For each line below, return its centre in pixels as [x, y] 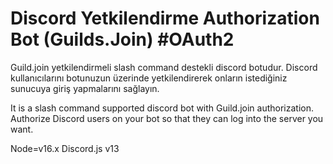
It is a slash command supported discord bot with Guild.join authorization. [162, 108]
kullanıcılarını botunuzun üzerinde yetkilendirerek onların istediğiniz [149, 78]
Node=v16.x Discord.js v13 [65, 148]
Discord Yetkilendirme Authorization [165, 18]
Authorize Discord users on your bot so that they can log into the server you [167, 118]
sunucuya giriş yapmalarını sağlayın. [85, 88]
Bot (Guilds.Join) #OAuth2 [122, 39]
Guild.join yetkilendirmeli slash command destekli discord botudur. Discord [164, 67]
